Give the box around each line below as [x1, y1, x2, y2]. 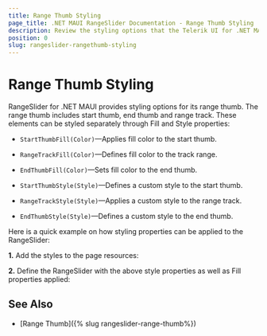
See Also [8, 298, 53, 311]
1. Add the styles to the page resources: [8, 251, 139, 260]
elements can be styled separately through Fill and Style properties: [8, 119, 230, 128]
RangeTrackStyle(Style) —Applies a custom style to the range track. [19, 196, 242, 205]
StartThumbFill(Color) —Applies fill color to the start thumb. [19, 135, 217, 144]
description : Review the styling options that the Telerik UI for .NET [8, 26, 250, 34]
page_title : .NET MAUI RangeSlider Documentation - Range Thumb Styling [8, 19, 254, 27]
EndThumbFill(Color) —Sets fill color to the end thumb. [19, 165, 198, 175]
